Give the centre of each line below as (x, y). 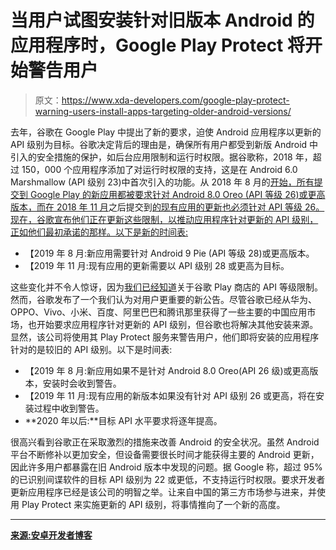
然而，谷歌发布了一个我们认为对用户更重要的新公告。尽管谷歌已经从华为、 (163, 299)
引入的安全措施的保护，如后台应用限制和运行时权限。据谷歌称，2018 (151, 157)
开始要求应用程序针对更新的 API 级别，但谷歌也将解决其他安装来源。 (177, 324)
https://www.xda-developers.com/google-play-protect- (175, 100)
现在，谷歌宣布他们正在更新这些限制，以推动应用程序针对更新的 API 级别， (164, 219)
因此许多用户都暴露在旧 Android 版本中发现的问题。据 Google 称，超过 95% (166, 467)
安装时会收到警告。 (82, 383)
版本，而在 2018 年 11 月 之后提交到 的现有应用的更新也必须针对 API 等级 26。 (167, 207)
